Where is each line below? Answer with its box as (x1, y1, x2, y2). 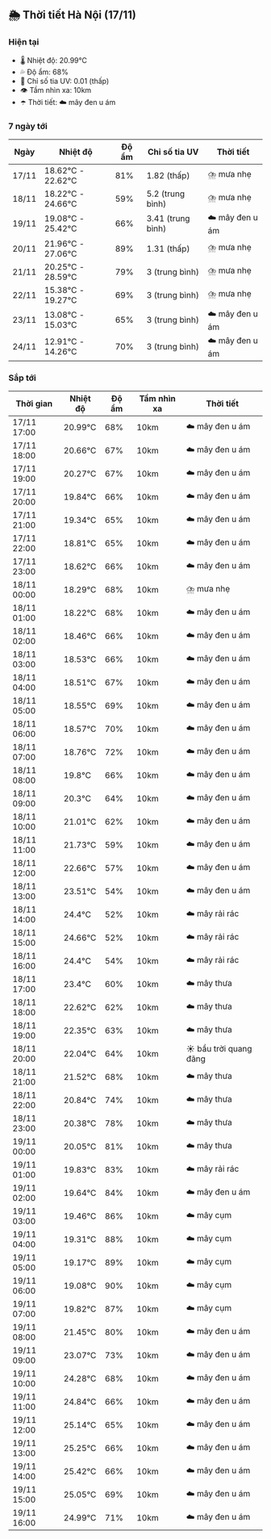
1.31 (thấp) (146, 243, 190, 254)
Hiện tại (8, 36, 40, 48)
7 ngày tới (8, 120, 48, 132)
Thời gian (15, 398, 53, 409)
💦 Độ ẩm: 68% (19, 67, 69, 77)
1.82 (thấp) (146, 169, 190, 181)
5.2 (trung (146, 188, 186, 199)
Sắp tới (8, 372, 36, 383)
